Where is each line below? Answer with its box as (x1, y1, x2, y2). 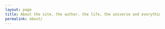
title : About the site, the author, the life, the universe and (5, 12, 139, 17)
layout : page (5, 7, 32, 12)
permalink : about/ (5, 16, 43, 21)
